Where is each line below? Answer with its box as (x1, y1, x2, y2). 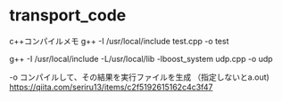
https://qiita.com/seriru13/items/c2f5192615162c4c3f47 (9, 82, 213, 92)
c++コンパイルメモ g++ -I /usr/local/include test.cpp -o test (9, 35, 229, 46)
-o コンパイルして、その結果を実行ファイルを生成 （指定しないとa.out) (9, 72, 270, 82)
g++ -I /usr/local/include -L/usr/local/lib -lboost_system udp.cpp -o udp (9, 53, 274, 64)
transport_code (9, 5, 127, 26)
